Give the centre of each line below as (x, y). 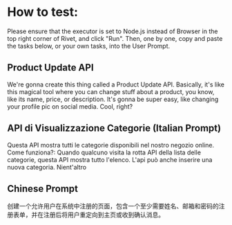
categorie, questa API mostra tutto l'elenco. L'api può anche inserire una (110, 159)
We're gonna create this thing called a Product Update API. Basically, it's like (116, 84)
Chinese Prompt (42, 189)
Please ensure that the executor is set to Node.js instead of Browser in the (113, 31)
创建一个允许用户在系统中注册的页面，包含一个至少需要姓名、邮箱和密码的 (113, 206)
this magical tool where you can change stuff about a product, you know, (111, 91)
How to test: (42, 12)
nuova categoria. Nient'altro (47, 167)
